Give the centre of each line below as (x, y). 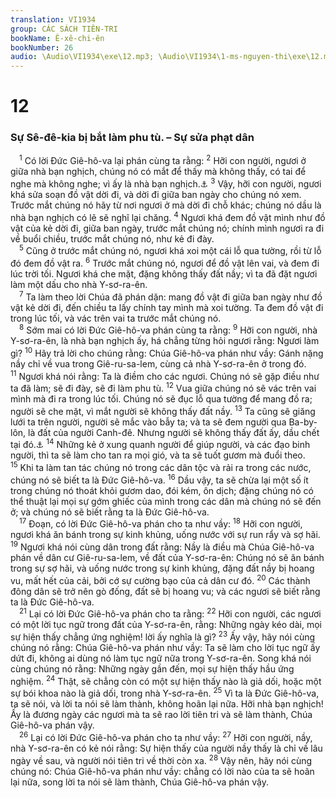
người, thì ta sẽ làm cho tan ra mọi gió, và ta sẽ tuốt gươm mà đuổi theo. (158, 455)
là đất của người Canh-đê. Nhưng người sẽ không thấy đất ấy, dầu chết (174, 432)
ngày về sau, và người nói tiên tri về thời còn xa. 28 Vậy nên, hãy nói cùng (161, 759)
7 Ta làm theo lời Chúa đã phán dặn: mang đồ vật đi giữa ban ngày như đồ (171, 296)
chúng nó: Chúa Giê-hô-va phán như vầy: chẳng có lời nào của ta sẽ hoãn (162, 771)
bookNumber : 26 (42, 47)
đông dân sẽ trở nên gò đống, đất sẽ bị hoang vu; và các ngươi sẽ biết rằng (165, 591)
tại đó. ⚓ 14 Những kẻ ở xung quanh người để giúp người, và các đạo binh (160, 444)
